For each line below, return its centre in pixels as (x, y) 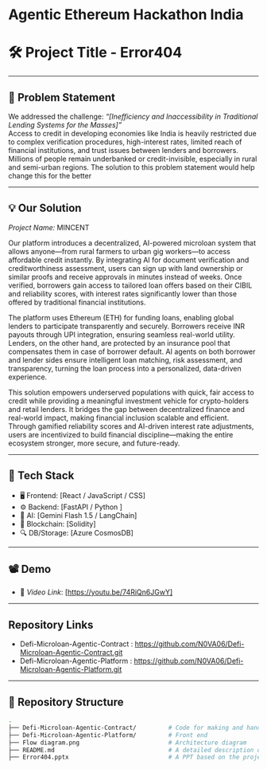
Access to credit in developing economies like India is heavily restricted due (132, 133)
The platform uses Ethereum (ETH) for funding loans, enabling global (121, 317)
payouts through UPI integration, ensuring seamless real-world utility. (122, 334)
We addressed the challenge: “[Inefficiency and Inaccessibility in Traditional (133, 116)
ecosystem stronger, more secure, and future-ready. (94, 443)
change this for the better (50, 175)
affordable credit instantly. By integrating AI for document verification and (129, 260)
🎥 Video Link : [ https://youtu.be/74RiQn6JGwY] (96, 592)
